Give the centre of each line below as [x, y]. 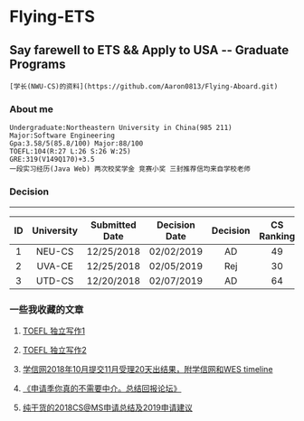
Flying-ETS [52, 17]
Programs [38, 64]
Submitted [114, 225]
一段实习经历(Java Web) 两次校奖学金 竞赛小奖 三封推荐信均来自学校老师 [130, 169]
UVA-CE [55, 266]
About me [32, 108]
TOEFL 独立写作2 [55, 350]
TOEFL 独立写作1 [54, 331]
